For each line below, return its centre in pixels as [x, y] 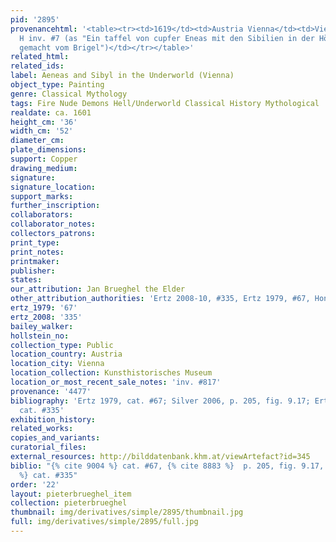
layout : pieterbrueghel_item [71, 494]
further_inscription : [55, 206]
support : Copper [44, 159]
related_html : [40, 57]
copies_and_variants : [55, 438]
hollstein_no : [40, 336]
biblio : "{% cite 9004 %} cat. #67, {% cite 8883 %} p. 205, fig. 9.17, [167, 466]
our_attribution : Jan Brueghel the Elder [98, 289]
